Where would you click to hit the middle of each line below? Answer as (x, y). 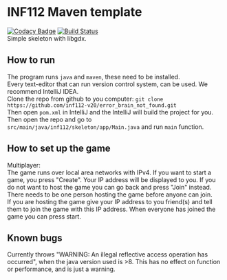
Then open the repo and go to (50, 119)
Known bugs (35, 238)
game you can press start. (44, 216)
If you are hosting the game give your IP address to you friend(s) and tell (110, 201)
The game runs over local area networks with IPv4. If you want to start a (109, 172)
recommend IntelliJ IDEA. (43, 91)
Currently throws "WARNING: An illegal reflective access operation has (108, 254)
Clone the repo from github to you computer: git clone (85, 99)
